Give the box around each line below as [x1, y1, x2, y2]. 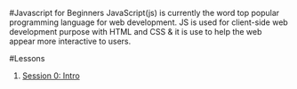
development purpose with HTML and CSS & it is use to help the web [9, 27, 262, 36]
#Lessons [9, 53, 45, 63]
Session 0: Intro [21, 70, 80, 81]
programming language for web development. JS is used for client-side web [9, 17, 289, 28]
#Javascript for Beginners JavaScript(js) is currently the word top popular [9, 8, 280, 18]
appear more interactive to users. [9, 36, 132, 46]
